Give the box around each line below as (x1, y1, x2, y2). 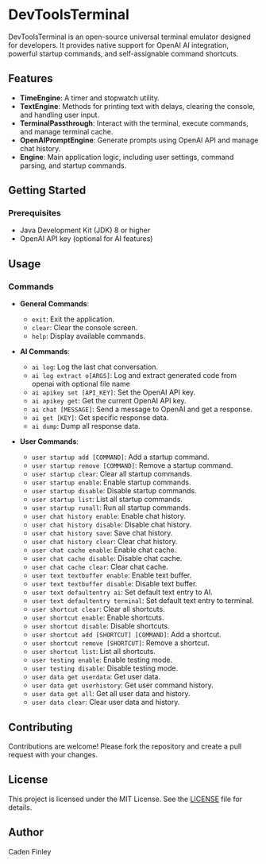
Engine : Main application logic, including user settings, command (19, 152, 234, 162)
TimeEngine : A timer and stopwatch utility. (19, 93, 160, 103)
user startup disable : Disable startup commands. (31, 486, 197, 496)
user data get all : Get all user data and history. (31, 689, 191, 699)
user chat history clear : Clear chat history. (31, 537, 178, 547)
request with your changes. (8, 749, 98, 759)
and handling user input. (19, 110, 100, 119)
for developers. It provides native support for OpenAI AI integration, (8, 40, 229, 49)
